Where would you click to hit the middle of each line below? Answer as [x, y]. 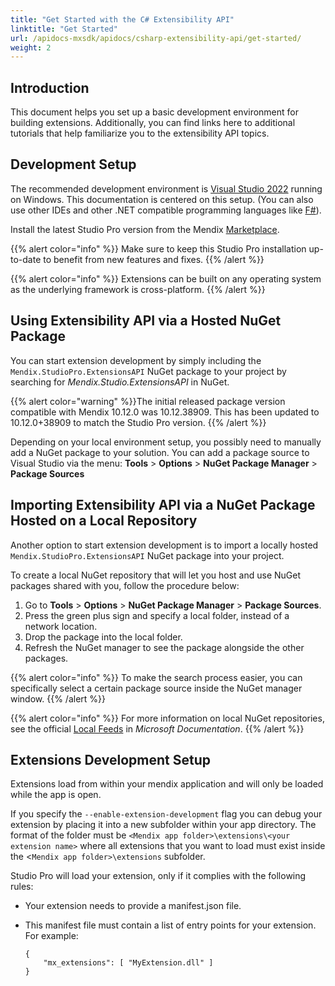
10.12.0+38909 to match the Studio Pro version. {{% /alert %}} [138, 422]
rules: [22, 887]
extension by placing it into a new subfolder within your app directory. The [163, 825]
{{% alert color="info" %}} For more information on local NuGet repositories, [167, 718]
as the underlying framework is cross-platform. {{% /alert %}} [138, 289]
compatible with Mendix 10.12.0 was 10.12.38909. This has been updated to [165, 412]
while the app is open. [56, 795]
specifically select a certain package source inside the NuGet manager [156, 688]
